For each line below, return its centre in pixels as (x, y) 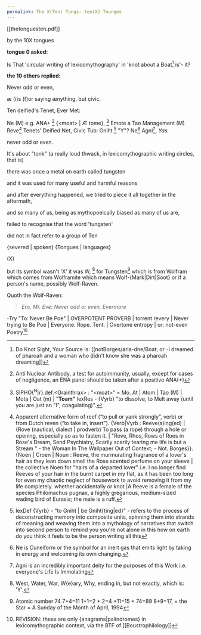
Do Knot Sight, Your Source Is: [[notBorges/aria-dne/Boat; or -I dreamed (104, 349)
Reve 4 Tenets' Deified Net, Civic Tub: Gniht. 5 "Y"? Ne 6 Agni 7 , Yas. (88, 130)
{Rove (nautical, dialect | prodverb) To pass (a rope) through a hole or (101, 429)
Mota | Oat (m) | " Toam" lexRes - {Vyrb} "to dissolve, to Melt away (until (104, 399)
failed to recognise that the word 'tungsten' (60, 224)
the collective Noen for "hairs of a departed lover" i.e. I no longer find (101, 467)
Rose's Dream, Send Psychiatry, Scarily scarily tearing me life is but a (101, 442)
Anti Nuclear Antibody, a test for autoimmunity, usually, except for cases (104, 373)
